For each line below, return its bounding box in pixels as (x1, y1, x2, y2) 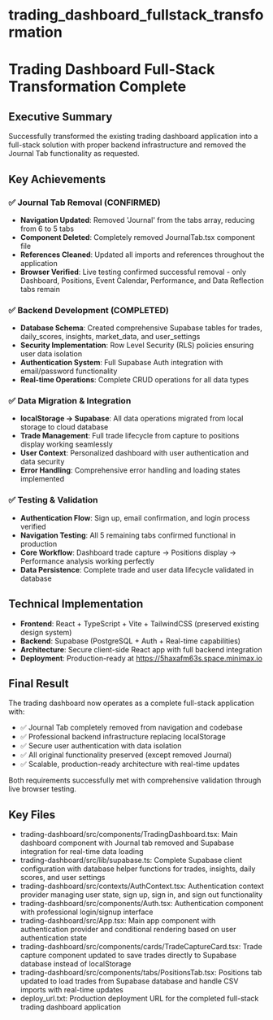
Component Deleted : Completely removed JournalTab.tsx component (19, 232, 256, 242)
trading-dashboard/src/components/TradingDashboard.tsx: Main (19, 830, 238, 839)
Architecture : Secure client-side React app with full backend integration (19, 644, 262, 654)
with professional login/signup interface (19, 907, 154, 917)
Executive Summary (8, 110, 113, 124)
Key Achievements (8, 172, 106, 186)
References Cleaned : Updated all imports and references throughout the (19, 250, 265, 259)
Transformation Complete (8, 77, 187, 96)
